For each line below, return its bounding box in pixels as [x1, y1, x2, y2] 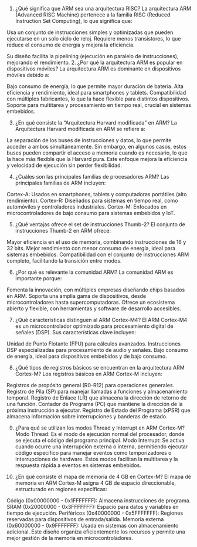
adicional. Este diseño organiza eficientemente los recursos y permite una [6, 528, 185, 535]
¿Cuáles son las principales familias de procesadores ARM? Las [15, 173, 169, 180]
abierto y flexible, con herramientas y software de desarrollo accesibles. [6, 305, 181, 312]
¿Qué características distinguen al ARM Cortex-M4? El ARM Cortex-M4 [15, 317, 188, 323]
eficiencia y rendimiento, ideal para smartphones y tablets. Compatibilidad [6, 89, 186, 96]
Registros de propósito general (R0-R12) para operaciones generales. [6, 382, 175, 388]
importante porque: [15, 275, 62, 281]
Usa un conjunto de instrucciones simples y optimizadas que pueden [6, 29, 174, 36]
